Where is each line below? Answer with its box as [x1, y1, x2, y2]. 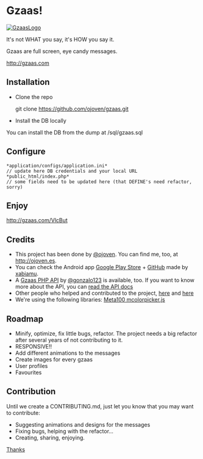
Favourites [15, 369, 42, 376]
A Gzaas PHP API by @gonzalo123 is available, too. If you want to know [15, 276, 195, 284]
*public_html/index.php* [6, 173, 69, 179]
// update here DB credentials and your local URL [6, 168, 138, 174]
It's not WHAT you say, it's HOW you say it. [6, 35, 115, 43]
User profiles [15, 363, 48, 369]
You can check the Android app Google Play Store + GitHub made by [15, 264, 188, 271]
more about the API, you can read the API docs [15, 283, 134, 291]
